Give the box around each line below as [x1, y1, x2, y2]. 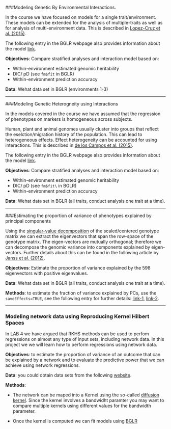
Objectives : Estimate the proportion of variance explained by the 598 [5, 265, 151, 271]
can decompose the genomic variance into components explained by [5, 244, 151, 250]
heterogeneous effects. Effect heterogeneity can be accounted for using [5, 137, 157, 143]
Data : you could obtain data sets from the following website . [5, 372, 132, 379]
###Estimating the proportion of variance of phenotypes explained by [5, 212, 152, 219]
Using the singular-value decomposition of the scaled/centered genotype [5, 228, 159, 234]
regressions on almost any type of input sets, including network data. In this [5, 336, 164, 342]
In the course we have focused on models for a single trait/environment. [5, 14, 157, 20]
